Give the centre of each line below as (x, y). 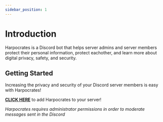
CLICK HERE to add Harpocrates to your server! (53, 100)
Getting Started (29, 73)
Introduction (31, 34)
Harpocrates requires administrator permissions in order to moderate (75, 109)
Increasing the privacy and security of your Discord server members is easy (82, 85)
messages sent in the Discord (35, 114)
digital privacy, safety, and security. (41, 58)
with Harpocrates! (23, 90)
